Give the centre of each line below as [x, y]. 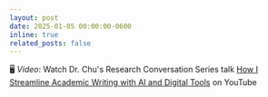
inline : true [34, 34]
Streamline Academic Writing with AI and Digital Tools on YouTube [133, 82]
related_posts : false [50, 43]
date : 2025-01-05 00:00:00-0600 [70, 26]
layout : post [34, 18]
